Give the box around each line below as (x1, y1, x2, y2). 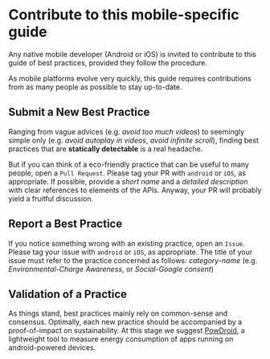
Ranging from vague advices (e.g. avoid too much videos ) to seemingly (8, 126, 245, 136)
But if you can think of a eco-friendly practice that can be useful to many (8, 159, 249, 169)
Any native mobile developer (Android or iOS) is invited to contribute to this (8, 49, 257, 59)
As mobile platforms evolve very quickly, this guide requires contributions (8, 73, 252, 83)
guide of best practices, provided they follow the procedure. (8, 58, 207, 68)
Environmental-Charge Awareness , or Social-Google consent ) (8, 264, 215, 274)
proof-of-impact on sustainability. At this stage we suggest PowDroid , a (8, 326, 245, 336)
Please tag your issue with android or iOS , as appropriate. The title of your (8, 247, 253, 257)
